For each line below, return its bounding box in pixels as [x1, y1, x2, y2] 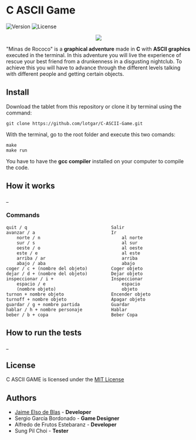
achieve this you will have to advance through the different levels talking [6, 64, 181, 71]
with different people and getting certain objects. [6, 70, 124, 77]
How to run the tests [6, 328, 82, 338]
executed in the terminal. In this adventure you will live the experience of [6, 51, 181, 59]
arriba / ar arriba [16, 255, 138, 261]
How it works [6, 181, 55, 191]
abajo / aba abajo [16, 260, 135, 266]
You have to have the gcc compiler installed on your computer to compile [6, 157, 184, 164]
